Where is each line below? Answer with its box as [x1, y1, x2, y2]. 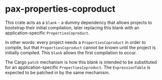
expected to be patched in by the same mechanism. [5, 69, 110, 75]
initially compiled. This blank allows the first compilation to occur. [5, 50, 137, 56]
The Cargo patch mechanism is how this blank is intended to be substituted [5, 59, 157, 65]
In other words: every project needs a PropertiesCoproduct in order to [5, 39, 146, 45]
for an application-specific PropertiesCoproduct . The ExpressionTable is [5, 64, 151, 70]
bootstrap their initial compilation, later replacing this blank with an [5, 24, 140, 30]
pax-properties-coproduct [5, 3, 116, 15]
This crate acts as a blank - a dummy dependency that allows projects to [5, 20, 152, 25]
